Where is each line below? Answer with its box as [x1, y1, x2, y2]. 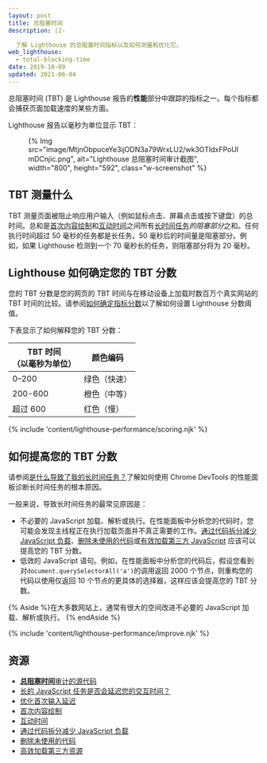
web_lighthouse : [8, 49, 62, 57]
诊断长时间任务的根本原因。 [14, 483, 106, 492]
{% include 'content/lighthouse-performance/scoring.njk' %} [8, 425, 208, 434]
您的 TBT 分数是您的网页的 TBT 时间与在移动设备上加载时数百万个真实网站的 [8, 288, 258, 299]
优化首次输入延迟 [19, 696, 76, 706]
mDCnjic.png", [28, 154, 75, 163]
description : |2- [8, 26, 66, 34]
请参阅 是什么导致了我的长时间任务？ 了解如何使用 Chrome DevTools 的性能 [8, 472, 252, 482]
